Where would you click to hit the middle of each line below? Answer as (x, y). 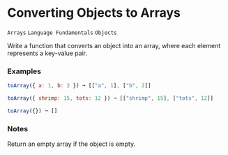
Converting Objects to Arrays (94, 13)
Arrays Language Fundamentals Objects (62, 33)
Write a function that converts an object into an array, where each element (114, 45)
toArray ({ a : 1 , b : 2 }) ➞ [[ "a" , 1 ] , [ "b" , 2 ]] (79, 86)
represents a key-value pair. (47, 53)
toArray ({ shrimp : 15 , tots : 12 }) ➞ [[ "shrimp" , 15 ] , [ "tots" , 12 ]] (111, 98)
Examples (24, 71)
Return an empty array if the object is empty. (71, 144)
